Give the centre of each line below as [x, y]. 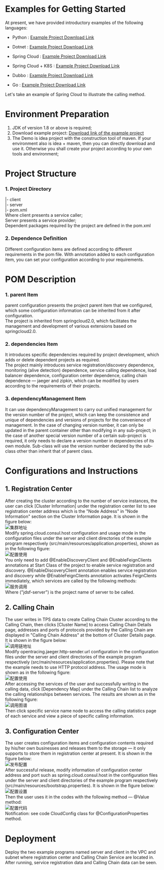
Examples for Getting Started [65, 9]
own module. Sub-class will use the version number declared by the [74, 446]
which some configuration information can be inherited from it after [73, 310]
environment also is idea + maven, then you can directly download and [83, 143]
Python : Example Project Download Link [53, 37]
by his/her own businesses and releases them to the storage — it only [75, 748]
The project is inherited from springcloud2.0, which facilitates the [71, 321]
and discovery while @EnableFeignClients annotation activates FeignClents [81, 575]
